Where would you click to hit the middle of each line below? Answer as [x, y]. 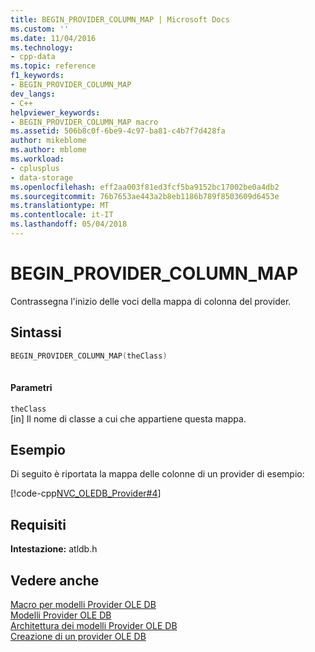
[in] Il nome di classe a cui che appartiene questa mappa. [128, 418]
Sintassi [36, 332]
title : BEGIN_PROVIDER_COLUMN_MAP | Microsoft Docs [120, 19]
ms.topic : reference [53, 66]
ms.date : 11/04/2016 [53, 38]
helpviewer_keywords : [55, 112]
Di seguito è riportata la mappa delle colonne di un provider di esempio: [157, 474]
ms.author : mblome [48, 150]
